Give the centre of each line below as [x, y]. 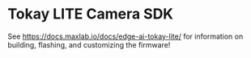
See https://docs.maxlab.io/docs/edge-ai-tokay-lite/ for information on [125, 36]
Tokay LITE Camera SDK [91, 14]
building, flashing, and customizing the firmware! [89, 44]
